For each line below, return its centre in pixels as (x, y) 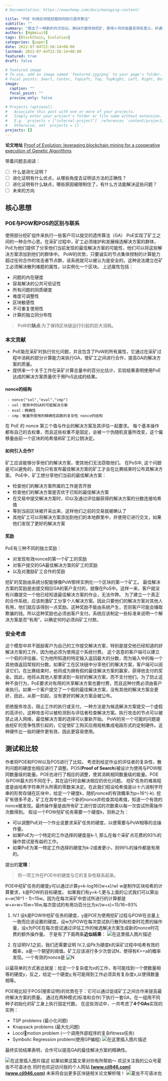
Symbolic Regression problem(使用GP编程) (57, 1039)
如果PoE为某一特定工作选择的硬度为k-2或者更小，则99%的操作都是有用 (86, 847)
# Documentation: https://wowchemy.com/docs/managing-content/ (72, 10)
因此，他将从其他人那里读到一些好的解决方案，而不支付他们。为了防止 (86, 677)
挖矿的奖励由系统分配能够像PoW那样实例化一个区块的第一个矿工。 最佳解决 (83, 582)
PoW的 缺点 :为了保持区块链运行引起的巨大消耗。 (67, 325)
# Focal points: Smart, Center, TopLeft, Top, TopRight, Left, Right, (80, 79)
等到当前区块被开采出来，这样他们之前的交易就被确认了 (69, 511)
